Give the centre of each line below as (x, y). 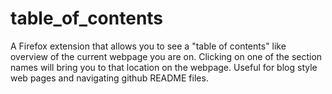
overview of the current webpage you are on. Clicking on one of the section (166, 56)
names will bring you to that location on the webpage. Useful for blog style (164, 67)
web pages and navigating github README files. (109, 78)
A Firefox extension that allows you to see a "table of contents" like (148, 46)
